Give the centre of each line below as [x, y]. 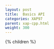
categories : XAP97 [24, 19]
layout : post [18, 10]
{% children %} [21, 42]
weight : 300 [17, 28]
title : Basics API [25, 14]
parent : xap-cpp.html [27, 23]
